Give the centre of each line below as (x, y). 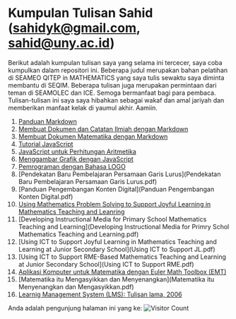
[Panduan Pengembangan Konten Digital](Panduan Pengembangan (116, 189)
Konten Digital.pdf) (46, 197)
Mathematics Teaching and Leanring (71, 211)
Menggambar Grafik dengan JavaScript (76, 159)
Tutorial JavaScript (46, 144)
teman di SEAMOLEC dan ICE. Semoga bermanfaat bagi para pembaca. (112, 93)
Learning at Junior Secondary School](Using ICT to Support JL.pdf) (117, 249)
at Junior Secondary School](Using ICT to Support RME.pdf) (106, 264)
